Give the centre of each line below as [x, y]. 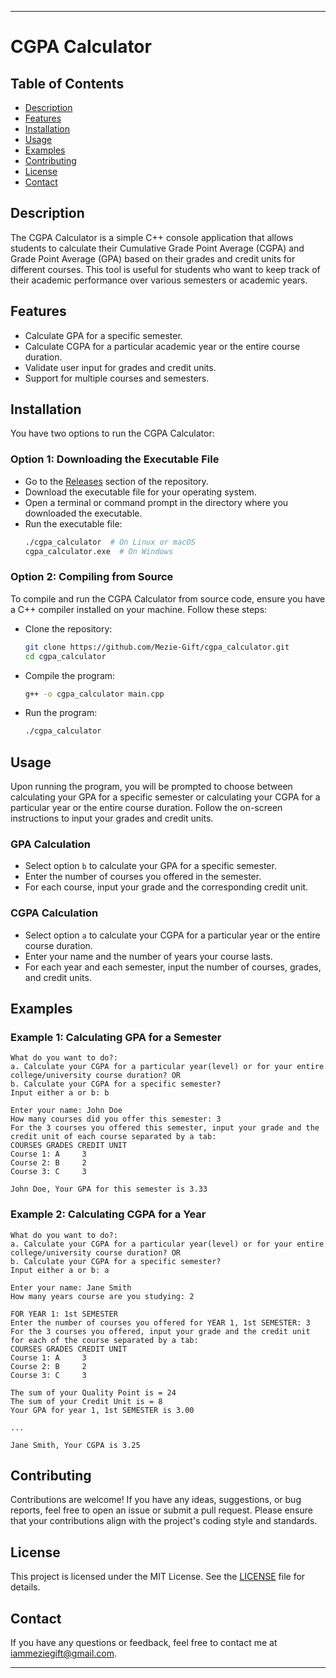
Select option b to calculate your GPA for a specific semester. [150, 866]
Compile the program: [70, 675]
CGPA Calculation [54, 913]
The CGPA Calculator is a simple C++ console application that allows [152, 237]
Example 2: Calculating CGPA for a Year [108, 1214]
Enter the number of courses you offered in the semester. [143, 877]
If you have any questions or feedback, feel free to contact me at [144, 1643]
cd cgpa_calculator [65, 656]
